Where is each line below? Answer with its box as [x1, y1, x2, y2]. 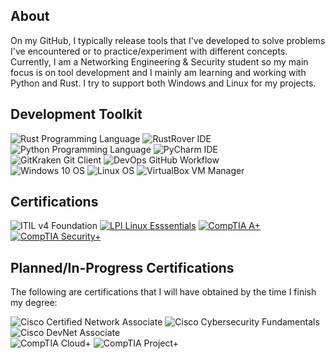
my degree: [10, 297, 58, 309]
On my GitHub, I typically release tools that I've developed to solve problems [10, 34, 326, 46]
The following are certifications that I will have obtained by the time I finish [10, 286, 317, 298]
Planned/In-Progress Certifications [10, 259, 235, 276]
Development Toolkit [10, 106, 143, 123]
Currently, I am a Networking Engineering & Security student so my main [10, 55, 309, 68]
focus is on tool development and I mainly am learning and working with [10, 66, 307, 78]
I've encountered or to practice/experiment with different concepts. [10, 45, 288, 57]
